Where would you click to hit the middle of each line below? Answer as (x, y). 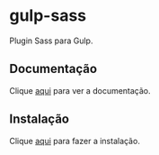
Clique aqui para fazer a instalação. (75, 141)
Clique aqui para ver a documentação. (80, 90)
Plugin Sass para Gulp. (51, 41)
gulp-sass (48, 16)
